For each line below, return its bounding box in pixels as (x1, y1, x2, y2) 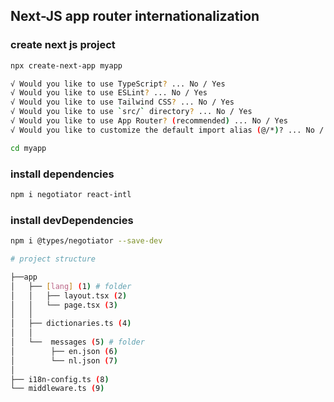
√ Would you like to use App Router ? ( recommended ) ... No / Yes (10, 116, 288, 126)
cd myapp (10, 143, 47, 153)
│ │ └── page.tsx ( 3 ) (10, 300, 118, 310)
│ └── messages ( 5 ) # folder (10, 337, 145, 348)
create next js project (10, 38, 116, 52)
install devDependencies (10, 213, 134, 227)
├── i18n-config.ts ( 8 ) (10, 374, 110, 384)
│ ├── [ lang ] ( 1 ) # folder (10, 281, 132, 291)
